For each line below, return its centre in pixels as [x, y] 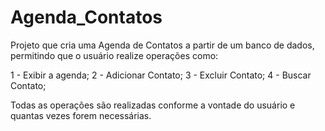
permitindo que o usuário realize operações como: [114, 55]
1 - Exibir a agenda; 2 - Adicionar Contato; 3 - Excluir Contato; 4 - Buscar [161, 75]
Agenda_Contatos [86, 17]
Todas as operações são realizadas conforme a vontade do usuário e [153, 105]
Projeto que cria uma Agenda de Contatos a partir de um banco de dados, [162, 45]
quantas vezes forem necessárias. [81, 115]
